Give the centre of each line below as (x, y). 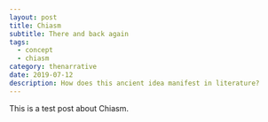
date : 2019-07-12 (41, 75)
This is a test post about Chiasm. (69, 108)
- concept (35, 50)
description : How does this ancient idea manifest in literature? (134, 83)
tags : (19, 42)
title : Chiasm (35, 26)
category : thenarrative (53, 67)
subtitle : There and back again (69, 34)
